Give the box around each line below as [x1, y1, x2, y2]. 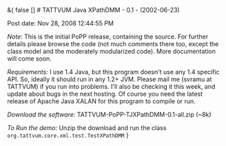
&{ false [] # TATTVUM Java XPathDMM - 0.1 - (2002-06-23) [7, 6, 181, 14]
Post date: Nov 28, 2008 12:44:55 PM [7, 19, 114, 27]
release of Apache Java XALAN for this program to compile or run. [7, 97, 196, 105]
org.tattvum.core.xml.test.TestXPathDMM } [7, 131, 129, 139]
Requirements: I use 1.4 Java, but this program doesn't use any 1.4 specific [7, 68, 220, 76]
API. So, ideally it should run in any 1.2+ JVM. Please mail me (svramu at [7, 75, 212, 83]
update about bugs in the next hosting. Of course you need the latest [7, 90, 203, 98]
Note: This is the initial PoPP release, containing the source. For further [7, 32, 209, 41]
